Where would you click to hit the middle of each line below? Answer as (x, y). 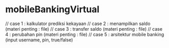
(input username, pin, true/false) (39, 40)
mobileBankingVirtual (52, 9)
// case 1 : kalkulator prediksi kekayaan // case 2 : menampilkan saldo (78, 23)
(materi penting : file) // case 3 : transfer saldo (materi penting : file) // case (84, 29)
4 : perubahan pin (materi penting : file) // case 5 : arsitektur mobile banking (85, 34)
